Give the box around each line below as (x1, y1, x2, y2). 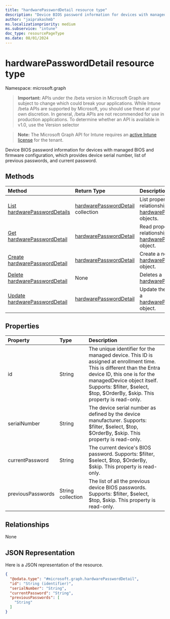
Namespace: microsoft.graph (5, 85, 66, 91)
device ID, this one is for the (88, 371, 155, 378)
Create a (139, 250, 160, 257)
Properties (5, 322, 39, 331)
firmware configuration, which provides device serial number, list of (5, 152, 146, 158)
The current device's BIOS (88, 444, 151, 451)
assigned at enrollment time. (88, 358, 156, 365)
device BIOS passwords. (88, 484, 147, 491)
